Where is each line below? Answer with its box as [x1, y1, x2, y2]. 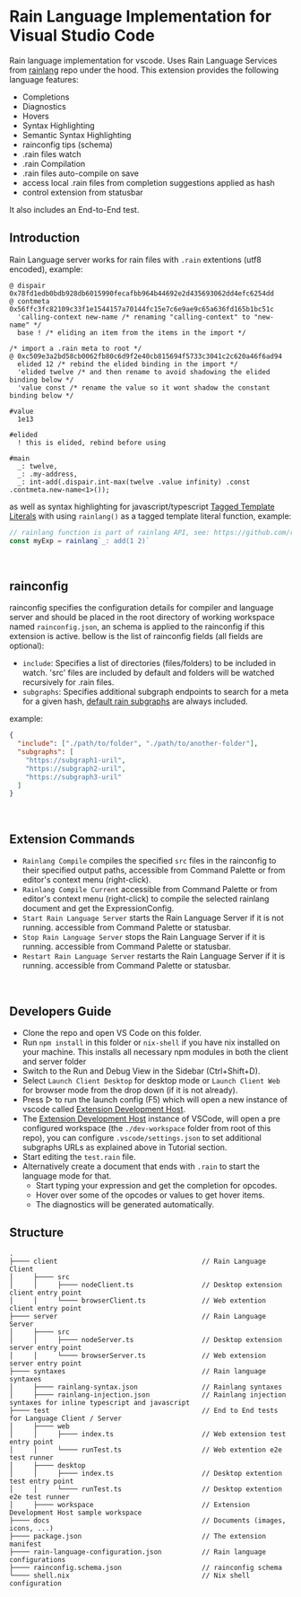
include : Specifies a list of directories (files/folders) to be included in [21, 658, 276, 669]
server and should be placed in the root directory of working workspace [9, 612, 275, 623]
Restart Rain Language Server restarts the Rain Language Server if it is [21, 951, 286, 961]
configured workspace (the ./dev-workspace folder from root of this [21, 1122, 271, 1133]
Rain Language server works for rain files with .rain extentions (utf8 [9, 254, 262, 265]
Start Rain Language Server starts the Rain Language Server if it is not [21, 913, 284, 924]
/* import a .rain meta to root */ [9, 344, 142, 353]
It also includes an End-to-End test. [9, 204, 140, 215]
